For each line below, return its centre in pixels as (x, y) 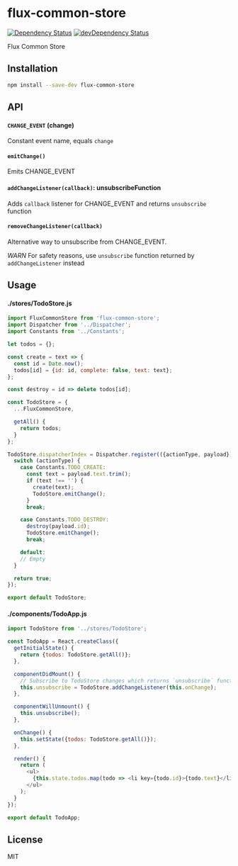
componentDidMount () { (47, 674)
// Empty (33, 559)
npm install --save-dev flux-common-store (71, 85)
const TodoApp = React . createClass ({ (63, 642)
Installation (33, 69)
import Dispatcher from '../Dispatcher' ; (69, 325)
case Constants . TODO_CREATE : (63, 468)
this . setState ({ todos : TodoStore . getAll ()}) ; (89, 739)
